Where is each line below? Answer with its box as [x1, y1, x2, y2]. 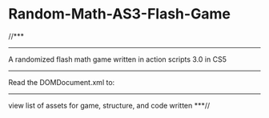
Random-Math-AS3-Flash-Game [8, 5, 231, 23]
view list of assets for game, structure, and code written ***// [8, 100, 211, 110]
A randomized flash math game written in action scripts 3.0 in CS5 [8, 54, 227, 64]
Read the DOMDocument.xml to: [8, 77, 115, 87]
